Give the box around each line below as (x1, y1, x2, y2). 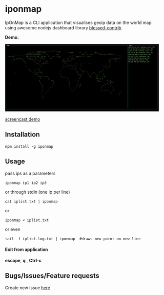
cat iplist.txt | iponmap (5, 199, 58, 204)
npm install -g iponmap (5, 144, 54, 149)
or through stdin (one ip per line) (5, 189, 70, 195)
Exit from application (5, 247, 48, 252)
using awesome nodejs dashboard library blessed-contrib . (5, 24, 123, 30)
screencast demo (5, 116, 41, 122)
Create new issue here (5, 285, 50, 291)
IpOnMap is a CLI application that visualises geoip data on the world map (5, 20, 152, 25)
